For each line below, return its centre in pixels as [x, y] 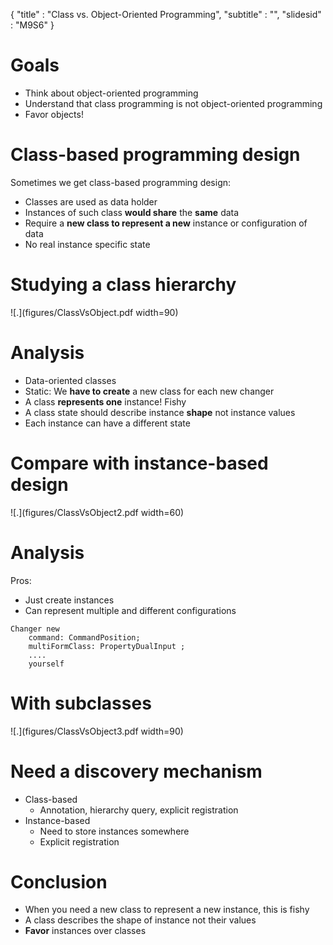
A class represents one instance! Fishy [105, 401]
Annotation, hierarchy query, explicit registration [139, 810]
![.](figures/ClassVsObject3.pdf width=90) [97, 731]
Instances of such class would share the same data [132, 212]
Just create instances [69, 600]
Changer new [35, 629]
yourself [46, 664]
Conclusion [59, 881]
